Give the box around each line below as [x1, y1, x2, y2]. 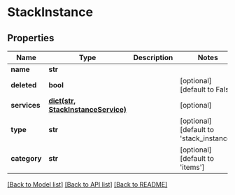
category [10, 154, 42, 163]
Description [133, 53, 173, 62]
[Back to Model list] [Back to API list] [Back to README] [7, 180, 168, 189]
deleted [10, 80, 37, 89]
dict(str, [48, 96, 76, 106]
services [10, 101, 41, 110]
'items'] [179, 162, 205, 172]
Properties [7, 32, 55, 44]
